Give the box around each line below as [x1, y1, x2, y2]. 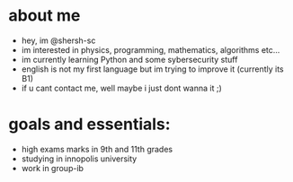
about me [8, 5, 81, 26]
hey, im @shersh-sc [21, 35, 96, 46]
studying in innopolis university [21, 153, 138, 164]
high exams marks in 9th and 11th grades [21, 143, 173, 154]
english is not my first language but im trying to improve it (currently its [21, 64, 284, 74]
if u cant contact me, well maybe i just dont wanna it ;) [21, 82, 222, 93]
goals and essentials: [8, 114, 172, 134]
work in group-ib [21, 162, 84, 173]
